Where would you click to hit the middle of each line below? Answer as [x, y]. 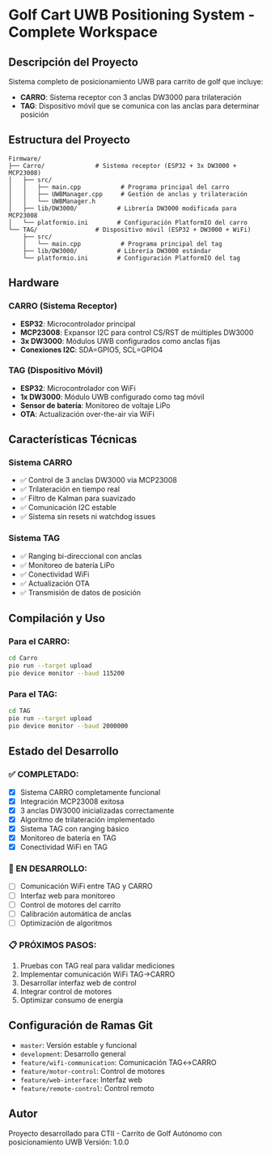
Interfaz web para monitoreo [68, 895]
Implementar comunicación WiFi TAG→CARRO [97, 974]
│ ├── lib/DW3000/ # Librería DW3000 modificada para [123, 208]
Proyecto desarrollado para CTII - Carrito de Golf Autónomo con [115, 1133]
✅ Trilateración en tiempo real [70, 489]
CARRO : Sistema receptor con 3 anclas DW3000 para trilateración [131, 97]
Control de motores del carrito [70, 904]
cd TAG [19, 711]
